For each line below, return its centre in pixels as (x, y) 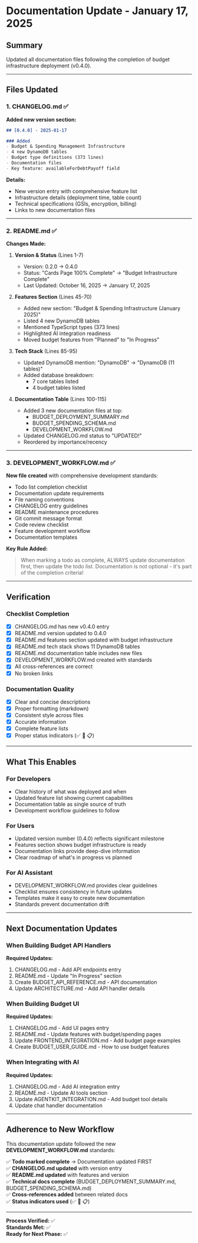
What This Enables (41, 762)
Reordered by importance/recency (65, 442)
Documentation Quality (40, 689)
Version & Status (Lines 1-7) (49, 255)
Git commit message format (48, 519)
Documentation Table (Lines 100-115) (61, 399)
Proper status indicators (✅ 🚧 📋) (55, 736)
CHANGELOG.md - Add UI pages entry (62, 1028)
